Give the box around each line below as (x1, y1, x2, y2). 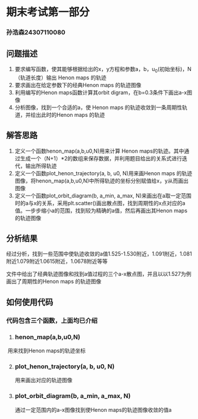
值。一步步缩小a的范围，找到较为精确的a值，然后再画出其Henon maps (14, 207, 188, 214)
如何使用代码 (6, 297, 54, 307)
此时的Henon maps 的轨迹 (40, 111, 105, 118)
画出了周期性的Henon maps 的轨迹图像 (6, 278, 102, 285)
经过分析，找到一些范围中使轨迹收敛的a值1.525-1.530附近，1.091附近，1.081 (6, 250, 192, 257)
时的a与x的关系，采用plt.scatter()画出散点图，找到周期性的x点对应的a (14, 199, 186, 206)
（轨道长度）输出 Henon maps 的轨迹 (14, 74, 107, 81)
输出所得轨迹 (25, 162, 57, 169)
